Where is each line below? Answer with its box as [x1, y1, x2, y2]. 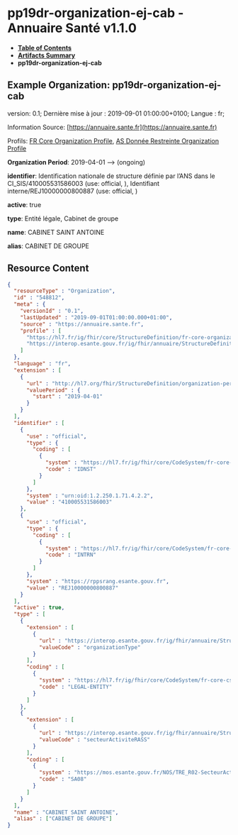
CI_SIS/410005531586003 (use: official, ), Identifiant [7, 179, 160, 187]
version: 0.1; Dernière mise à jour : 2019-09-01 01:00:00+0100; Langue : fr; [7, 109, 225, 118]
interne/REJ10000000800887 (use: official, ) [7, 187, 138, 195]
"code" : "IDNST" [45, 466, 97, 473]
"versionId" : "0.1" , [20, 307, 84, 315]
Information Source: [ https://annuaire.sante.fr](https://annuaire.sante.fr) [7, 123, 217, 131]
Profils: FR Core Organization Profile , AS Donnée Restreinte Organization [7, 136, 220, 145]
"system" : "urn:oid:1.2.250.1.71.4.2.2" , [25, 492, 154, 499]
